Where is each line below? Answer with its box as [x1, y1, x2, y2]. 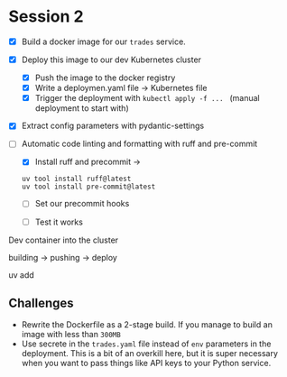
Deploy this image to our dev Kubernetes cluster [21, 54, 202, 65]
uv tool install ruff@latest [21, 174, 132, 184]
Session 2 [8, 6, 84, 27]
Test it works [34, 216, 83, 227]
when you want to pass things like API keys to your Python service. [21, 358, 272, 369]
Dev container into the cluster [8, 234, 119, 245]
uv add [8, 269, 35, 280]
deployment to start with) [34, 103, 129, 114]
